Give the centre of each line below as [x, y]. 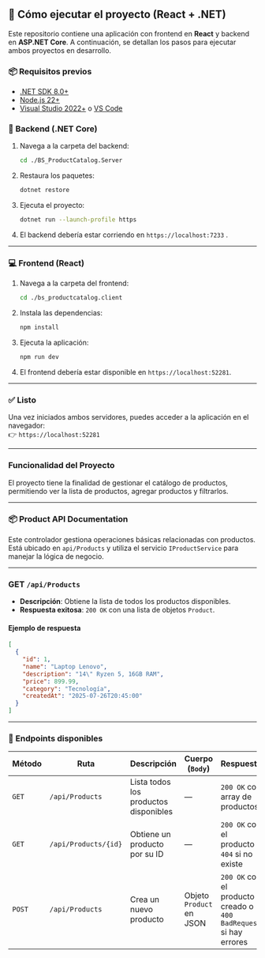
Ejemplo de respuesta [45, 628]
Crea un [145, 900]
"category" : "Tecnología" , [67, 688]
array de [236, 797]
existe [231, 864]
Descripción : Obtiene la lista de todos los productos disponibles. [125, 602]
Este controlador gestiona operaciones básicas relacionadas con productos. [132, 539]
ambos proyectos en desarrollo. [60, 50]
